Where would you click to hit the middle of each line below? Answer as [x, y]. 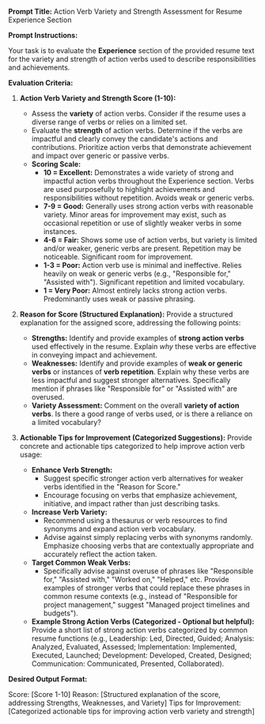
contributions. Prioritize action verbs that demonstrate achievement [141, 147]
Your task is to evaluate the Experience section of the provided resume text [131, 50]
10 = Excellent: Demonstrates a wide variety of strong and [138, 172]
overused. [48, 397]
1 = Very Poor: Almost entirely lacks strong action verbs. [135, 290]
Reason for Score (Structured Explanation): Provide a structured [126, 314]
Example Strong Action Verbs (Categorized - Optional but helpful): [143, 621]
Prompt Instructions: [43, 35]
